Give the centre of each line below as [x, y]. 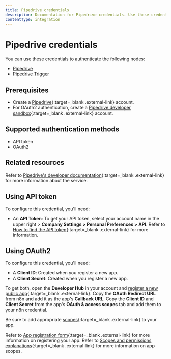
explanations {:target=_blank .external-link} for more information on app [80, 346]
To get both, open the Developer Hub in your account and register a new [82, 288]
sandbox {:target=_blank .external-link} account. [63, 113]
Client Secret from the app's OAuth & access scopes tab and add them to [83, 305]
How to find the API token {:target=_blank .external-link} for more [80, 229]
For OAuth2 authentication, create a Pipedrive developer [72, 108]
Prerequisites [27, 90]
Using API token [31, 197]
